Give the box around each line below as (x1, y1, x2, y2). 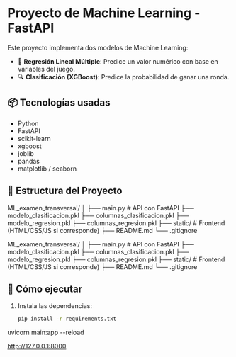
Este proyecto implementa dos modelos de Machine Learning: (7, 43, 189, 52)
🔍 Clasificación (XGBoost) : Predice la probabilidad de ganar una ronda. (17, 72, 230, 81)
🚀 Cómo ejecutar (7, 283, 83, 295)
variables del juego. (17, 64, 76, 73)
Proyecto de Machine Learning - (7, 5, 201, 21)
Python (17, 119, 39, 127)
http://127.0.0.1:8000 (7, 342, 67, 351)
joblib (17, 149, 34, 157)
